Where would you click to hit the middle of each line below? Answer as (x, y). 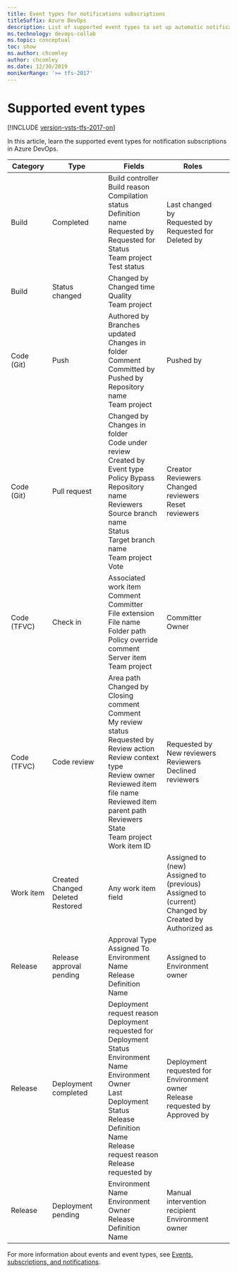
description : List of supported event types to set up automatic (105, 27)
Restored (67, 906)
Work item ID (130, 846)
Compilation (128, 196)
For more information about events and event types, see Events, (101, 1255)
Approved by (188, 1115)
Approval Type (132, 940)
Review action (132, 749)
